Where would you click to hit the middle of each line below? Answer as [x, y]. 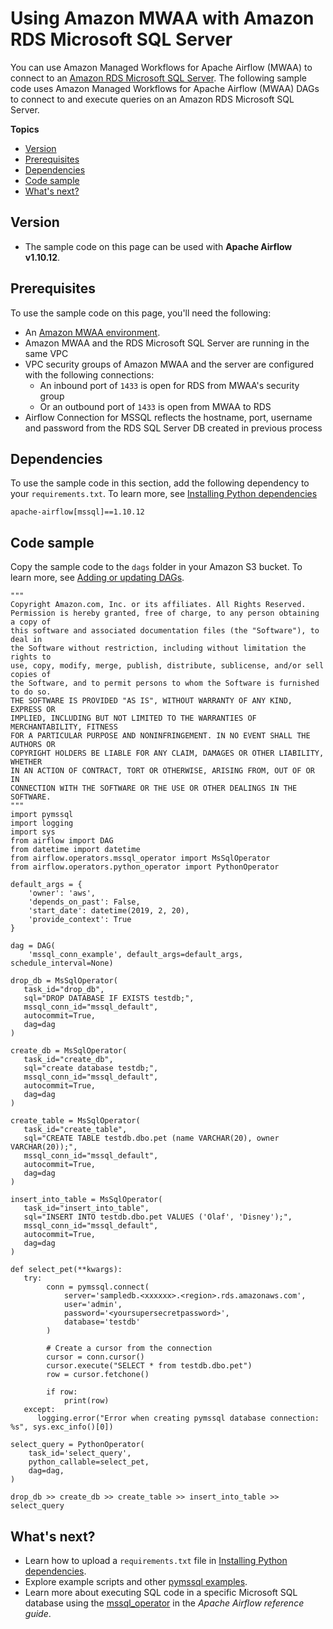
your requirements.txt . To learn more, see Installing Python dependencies [164, 494]
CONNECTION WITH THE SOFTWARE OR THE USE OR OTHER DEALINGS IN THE [154, 788]
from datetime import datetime [75, 850]
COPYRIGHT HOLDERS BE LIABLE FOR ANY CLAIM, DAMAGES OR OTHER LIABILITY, [167, 753]
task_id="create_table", [75, 1130]
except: [39, 1410]
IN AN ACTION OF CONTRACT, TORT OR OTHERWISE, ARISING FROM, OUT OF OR [162, 771]
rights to [31, 657]
